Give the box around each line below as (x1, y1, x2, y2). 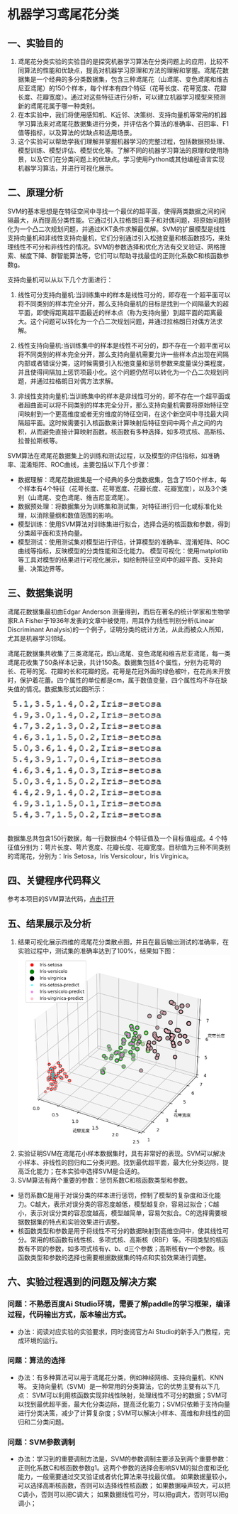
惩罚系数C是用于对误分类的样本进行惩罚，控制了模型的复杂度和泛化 (17, 1190, 215, 1199)
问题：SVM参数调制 (7, 1437, 76, 1447)
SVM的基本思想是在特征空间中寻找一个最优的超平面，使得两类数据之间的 (7, 207, 220, 215)
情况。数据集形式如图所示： (25, 684, 107, 693)
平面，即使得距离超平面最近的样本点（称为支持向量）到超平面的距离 (17, 308, 217, 316)
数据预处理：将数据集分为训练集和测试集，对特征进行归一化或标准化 (17, 502, 217, 511)
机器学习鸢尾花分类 (7, 6, 120, 23)
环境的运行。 (23, 1336, 62, 1345)
